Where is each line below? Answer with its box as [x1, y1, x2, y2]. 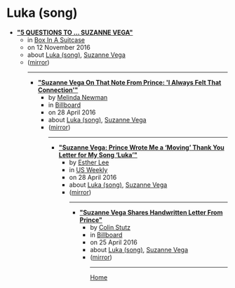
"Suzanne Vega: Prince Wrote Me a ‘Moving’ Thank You [58, 143, 225, 152]
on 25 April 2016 [90, 237, 137, 247]
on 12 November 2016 [27, 43, 90, 51]
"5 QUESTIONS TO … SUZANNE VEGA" [16, 28, 133, 37]
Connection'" [37, 86, 79, 94]
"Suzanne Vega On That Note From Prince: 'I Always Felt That [37, 78, 222, 86]
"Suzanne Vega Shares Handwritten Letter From [79, 208, 223, 216]
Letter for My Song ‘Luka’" [58, 150, 137, 159]
